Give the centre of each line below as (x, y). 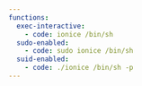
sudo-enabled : (43, 43)
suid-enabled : (43, 59)
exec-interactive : (51, 26)
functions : (29, 17)
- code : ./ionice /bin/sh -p (79, 68)
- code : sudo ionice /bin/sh (79, 51)
